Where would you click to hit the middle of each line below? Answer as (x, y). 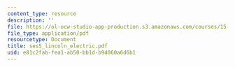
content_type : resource (42, 14)
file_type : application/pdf (48, 33)
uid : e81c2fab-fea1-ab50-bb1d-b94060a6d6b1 (72, 53)
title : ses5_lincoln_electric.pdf (58, 46)
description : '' (31, 20)
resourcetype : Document (42, 40)
